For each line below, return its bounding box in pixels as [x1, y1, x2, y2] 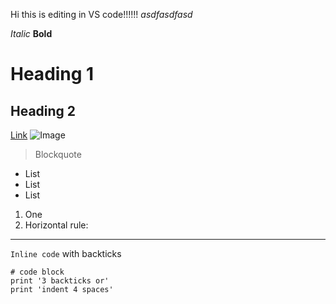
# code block [10, 267, 65, 277]
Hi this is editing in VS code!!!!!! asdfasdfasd [10, 9, 193, 20]
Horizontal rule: [24, 219, 89, 231]
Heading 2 [10, 102, 77, 119]
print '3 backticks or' [10, 276, 110, 286]
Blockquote [34, 149, 82, 160]
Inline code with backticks [10, 248, 122, 259]
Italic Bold [10, 28, 53, 39]
